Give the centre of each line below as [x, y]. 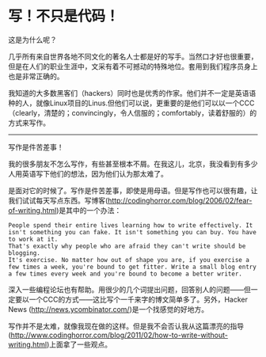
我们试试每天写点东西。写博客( [58, 200]
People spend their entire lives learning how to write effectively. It [131, 225]
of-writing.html [32, 210]
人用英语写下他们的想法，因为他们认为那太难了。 [88, 173]
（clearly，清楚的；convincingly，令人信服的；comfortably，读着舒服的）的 [133, 112]
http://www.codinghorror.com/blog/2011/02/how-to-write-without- [119, 335]
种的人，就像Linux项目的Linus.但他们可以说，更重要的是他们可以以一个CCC [131, 103]
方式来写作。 [29, 123]
